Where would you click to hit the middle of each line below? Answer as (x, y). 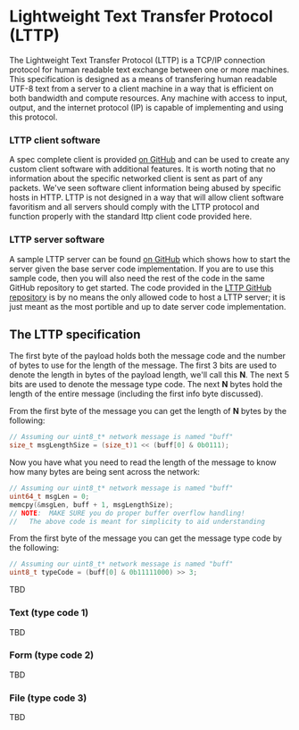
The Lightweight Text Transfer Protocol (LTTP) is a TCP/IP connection (137, 60)
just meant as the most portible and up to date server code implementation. (148, 306)
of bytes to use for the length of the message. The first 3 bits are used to (143, 365)
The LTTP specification (75, 334)
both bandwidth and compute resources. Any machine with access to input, (149, 98)
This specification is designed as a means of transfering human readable (143, 79)
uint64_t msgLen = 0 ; (50, 496)
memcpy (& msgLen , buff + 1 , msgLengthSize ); (91, 505)
